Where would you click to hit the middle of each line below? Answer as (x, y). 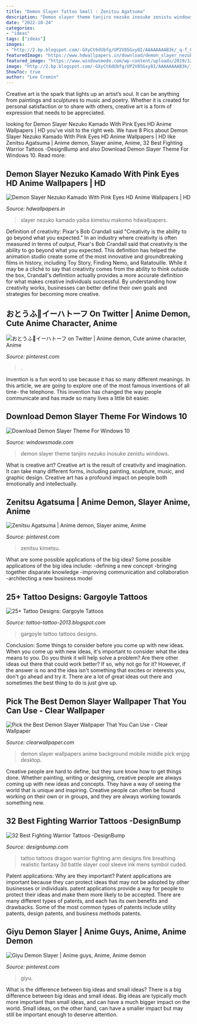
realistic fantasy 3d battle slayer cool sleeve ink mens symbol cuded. (104, 864)
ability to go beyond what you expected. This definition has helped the (91, 250)
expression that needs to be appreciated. (56, 113)
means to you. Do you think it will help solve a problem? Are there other (92, 658)
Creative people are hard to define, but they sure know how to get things (94, 771)
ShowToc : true (23, 72)
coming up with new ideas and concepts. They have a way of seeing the (93, 784)
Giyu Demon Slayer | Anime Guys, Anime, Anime (96, 932)
